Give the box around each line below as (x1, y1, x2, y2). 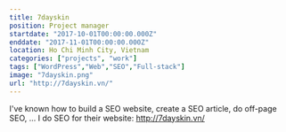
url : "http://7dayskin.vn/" (9, 79, 114, 88)
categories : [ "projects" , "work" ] (9, 54, 138, 63)
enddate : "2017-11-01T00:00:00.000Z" (9, 37, 150, 47)
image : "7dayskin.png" (9, 71, 94, 80)
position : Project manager (9, 21, 110, 30)
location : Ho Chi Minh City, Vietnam (9, 46, 150, 55)
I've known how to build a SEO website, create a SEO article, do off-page (9, 103, 278, 113)
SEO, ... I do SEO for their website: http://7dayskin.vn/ (9, 113, 205, 123)
